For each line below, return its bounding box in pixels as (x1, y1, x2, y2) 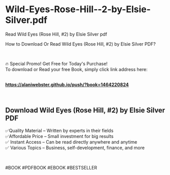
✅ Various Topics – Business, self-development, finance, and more (5, 145, 145, 151)
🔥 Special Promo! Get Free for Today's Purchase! (5, 60, 108, 66)
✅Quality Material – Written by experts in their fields (5, 127, 114, 133)
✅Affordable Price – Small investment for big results (5, 133, 114, 139)
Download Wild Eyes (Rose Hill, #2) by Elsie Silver (5, 106, 165, 115)
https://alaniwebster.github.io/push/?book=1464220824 (5, 81, 129, 87)
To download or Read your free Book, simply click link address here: (5, 66, 148, 72)
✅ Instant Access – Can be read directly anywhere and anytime (5, 138, 138, 145)
